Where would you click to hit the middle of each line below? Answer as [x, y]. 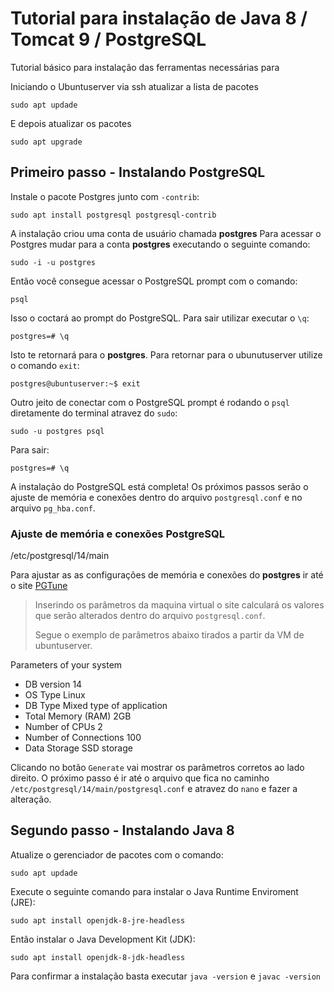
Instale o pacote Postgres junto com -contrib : [105, 196]
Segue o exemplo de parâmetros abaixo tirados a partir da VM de [169, 635]
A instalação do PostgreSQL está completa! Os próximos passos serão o [159, 486]
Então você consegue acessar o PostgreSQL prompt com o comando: [154, 281]
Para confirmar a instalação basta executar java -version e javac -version [165, 976]
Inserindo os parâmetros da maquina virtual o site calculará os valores [179, 605]
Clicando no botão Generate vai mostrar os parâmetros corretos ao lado [157, 768]
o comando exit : [45, 365]
